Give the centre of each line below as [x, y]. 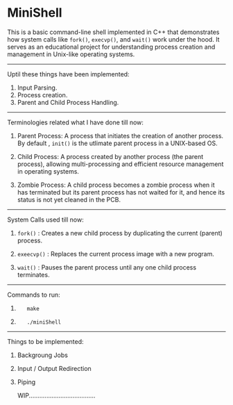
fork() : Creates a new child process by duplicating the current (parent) [120, 233]
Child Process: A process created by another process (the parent [110, 156]
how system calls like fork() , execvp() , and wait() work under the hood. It [113, 39]
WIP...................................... [56, 395]
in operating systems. [48, 171]
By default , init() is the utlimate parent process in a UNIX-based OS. [117, 143]
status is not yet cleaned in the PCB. [69, 199]
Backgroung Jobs [42, 355]
